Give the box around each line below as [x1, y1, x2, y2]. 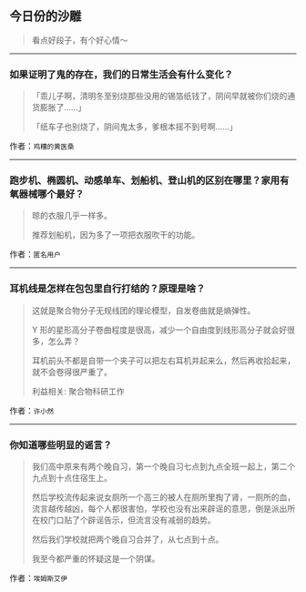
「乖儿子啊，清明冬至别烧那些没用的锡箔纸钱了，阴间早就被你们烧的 [31, 90, 288, 102]
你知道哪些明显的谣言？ [9, 438, 112, 451]
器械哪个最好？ [18, 188, 85, 200]
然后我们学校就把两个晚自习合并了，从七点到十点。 [31, 534, 224, 545]
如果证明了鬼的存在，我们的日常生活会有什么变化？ [9, 67, 234, 80]
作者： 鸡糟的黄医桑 [9, 140, 75, 152]
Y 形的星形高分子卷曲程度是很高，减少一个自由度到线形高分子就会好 [31, 324, 288, 335]
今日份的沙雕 [9, 8, 82, 25]
